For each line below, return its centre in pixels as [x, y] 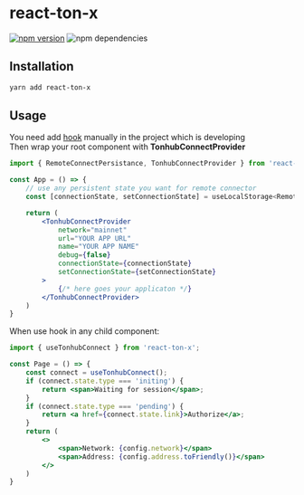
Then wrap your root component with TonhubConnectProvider [128, 147]
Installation [42, 67]
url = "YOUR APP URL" [94, 238]
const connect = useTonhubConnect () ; [97, 373]
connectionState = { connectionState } [125, 264]
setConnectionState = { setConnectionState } [137, 272]
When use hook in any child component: [85, 331]
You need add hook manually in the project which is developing [128, 138]
